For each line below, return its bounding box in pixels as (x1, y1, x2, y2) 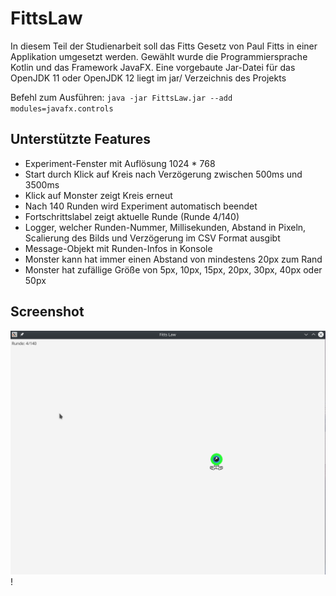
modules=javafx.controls (10, 103, 114, 114)
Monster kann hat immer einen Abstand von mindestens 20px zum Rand (24, 253, 323, 265)
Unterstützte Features (10, 131, 151, 148)
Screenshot (10, 303, 85, 321)
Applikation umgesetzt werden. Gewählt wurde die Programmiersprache (10, 50, 308, 62)
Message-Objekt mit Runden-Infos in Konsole (24, 242, 213, 254)
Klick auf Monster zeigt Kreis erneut (24, 189, 173, 201)
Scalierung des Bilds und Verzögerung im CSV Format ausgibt (24, 232, 281, 244)
